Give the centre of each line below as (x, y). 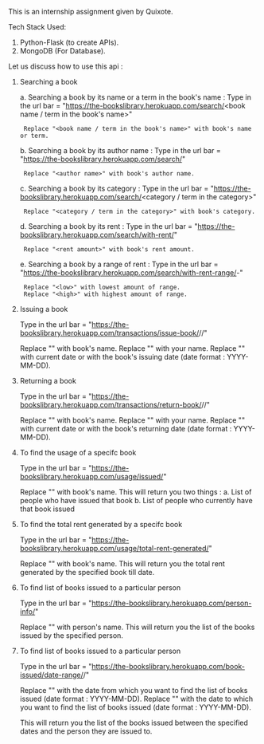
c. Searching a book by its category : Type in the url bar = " (117, 188)
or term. (34, 136)
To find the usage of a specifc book (78, 453)
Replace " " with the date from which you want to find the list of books (134, 690)
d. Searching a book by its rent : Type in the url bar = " (109, 226)
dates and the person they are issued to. (86, 731)
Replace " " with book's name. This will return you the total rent (122, 564)
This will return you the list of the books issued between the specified (134, 722)
